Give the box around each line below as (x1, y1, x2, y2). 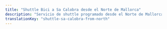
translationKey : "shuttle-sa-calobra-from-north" (5, 16, 110, 21)
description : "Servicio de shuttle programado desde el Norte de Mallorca (5, 12, 164, 17)
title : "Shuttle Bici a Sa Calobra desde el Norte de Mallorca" (5, 7, 141, 12)
